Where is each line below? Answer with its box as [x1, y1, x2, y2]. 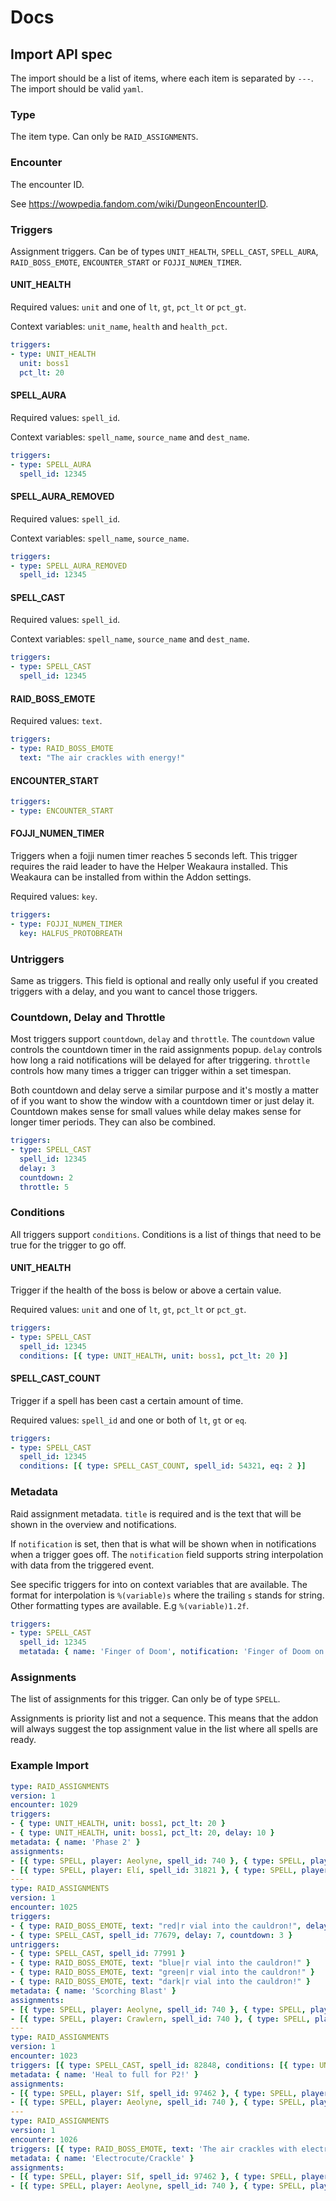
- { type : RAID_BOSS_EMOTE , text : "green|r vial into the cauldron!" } [10, 1967, 315, 1978]
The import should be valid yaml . [10, 83, 144, 95]
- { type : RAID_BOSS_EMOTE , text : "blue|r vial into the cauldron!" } [10, 1958, 311, 1968]
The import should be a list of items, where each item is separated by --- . [10, 72, 314, 84]
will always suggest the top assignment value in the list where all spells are [10, 1723, 319, 1735]
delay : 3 [19, 1163, 56, 1173]
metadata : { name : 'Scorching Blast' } [10, 1986, 177, 1996]
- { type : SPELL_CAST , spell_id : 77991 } [10, 1949, 186, 1959]
